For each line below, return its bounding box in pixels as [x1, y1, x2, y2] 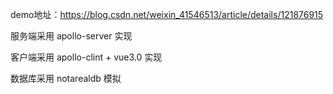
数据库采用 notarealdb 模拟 [10, 73, 122, 84]
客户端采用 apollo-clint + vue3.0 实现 [10, 51, 163, 63]
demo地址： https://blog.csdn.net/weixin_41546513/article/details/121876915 [10, 9, 324, 20]
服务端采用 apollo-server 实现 [10, 30, 133, 42]
